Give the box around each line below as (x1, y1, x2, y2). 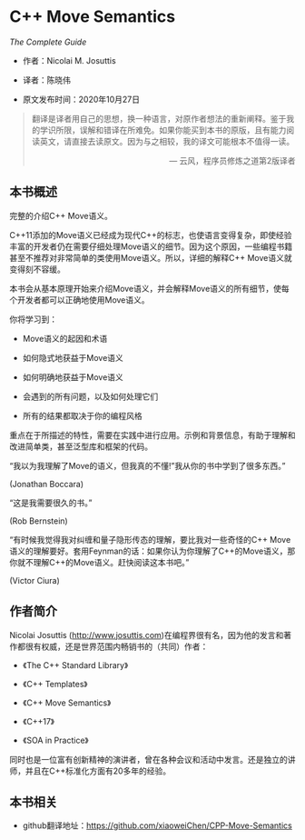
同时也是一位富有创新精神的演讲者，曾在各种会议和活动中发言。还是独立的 (9, 754, 288, 765)
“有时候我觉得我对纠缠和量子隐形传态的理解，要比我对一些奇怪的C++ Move (9, 534, 291, 545)
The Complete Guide (9, 36, 87, 47)
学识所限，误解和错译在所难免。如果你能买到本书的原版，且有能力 (39, 125, 287, 135)
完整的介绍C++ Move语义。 (9, 210, 113, 221)
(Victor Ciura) (9, 575, 61, 585)
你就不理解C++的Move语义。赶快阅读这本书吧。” (9, 556, 190, 567)
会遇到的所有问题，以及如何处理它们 (22, 391, 159, 402)
